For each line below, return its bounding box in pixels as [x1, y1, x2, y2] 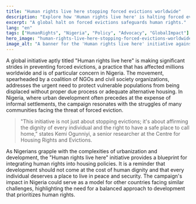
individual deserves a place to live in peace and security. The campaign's [6, 173, 183, 180]
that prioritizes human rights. [6, 191, 76, 198]
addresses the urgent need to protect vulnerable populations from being [6, 82, 180, 89]
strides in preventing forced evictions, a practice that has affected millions [6, 63, 184, 70]
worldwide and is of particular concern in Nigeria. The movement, [6, 69, 164, 76]
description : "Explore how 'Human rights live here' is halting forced [6, 14, 184, 20]
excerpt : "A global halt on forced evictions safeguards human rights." [6, 19, 187, 25]
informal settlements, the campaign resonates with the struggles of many [6, 100, 182, 107]
